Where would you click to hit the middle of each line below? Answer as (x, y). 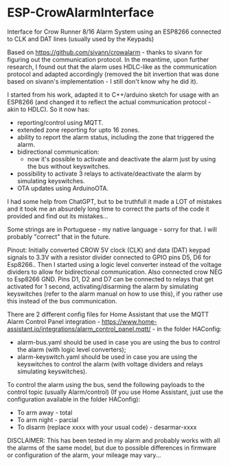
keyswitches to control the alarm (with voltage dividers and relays (110, 364)
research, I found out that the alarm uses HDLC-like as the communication (112, 67)
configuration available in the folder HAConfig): (74, 399)
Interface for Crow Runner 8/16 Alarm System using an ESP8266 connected (114, 32)
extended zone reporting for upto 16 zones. (78, 130)
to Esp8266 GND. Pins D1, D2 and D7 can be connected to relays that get (111, 279)
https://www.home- (129, 321)
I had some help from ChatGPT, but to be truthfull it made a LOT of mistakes (114, 201)
